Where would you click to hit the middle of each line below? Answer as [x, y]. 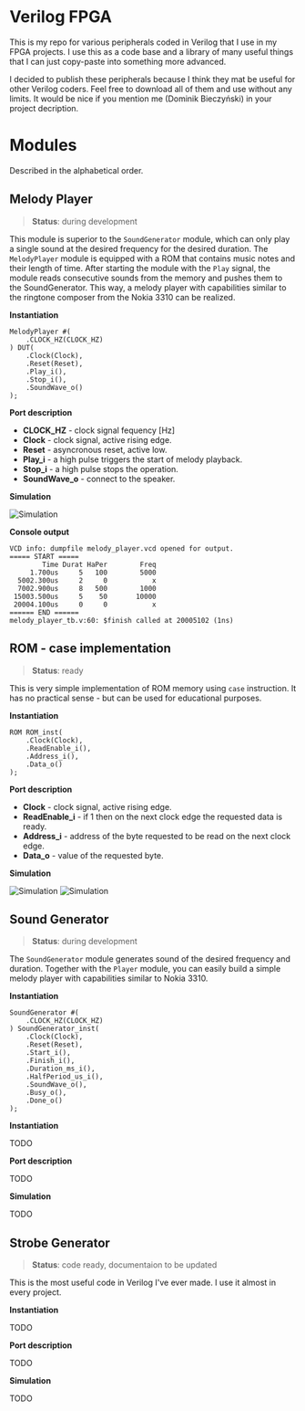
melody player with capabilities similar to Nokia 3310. [109, 978]
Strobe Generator [60, 1243]
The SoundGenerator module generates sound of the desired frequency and [150, 959]
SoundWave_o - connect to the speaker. [99, 479]
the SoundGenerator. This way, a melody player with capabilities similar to [148, 287]
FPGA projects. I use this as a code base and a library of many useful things [152, 51]
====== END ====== [44, 612]
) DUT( [22, 347]
